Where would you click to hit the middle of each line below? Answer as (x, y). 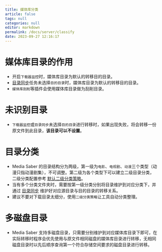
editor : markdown (22, 28)
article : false (20, 14)
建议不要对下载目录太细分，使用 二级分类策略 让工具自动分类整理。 (76, 197)
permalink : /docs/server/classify (40, 32)
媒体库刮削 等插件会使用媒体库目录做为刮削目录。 (59, 88)
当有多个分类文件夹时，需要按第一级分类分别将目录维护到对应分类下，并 (84, 185)
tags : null (16, 18)
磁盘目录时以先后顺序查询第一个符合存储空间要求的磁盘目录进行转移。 (82, 244)
